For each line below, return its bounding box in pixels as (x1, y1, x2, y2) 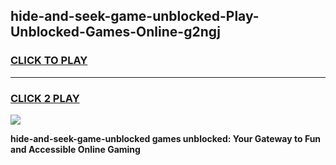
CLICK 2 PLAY (10, 91, 80, 105)
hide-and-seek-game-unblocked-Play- (10, 8, 260, 25)
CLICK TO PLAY (10, 54, 88, 68)
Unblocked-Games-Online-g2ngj (10, 24, 221, 41)
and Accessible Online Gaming (10, 143, 141, 155)
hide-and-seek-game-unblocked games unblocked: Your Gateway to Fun (10, 132, 322, 144)
